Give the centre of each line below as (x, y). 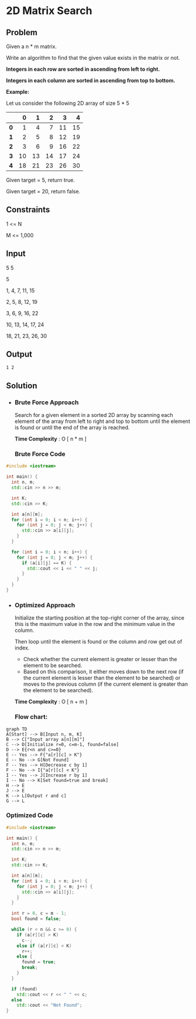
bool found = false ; (36, 919)
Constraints (28, 210)
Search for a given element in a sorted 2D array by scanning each (94, 415)
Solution (22, 386)
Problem (22, 33)
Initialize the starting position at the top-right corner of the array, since (99, 618)
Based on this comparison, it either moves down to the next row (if (103, 672)
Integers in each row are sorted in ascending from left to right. (83, 69)
